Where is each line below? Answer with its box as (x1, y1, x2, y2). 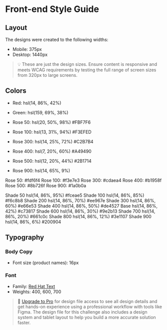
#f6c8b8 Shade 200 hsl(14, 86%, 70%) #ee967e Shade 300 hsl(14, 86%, (5, 197, 156, 203)
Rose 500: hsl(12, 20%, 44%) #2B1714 (12, 158, 91, 164)
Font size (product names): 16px (12, 260, 79, 266)
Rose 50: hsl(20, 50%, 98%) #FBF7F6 (12, 119, 91, 125)
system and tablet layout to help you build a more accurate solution (17, 314, 156, 320)
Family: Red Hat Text (12, 283, 55, 289)
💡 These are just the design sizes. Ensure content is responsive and (17, 61, 157, 67)
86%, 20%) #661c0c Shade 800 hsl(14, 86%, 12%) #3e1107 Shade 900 (5, 213, 151, 219)
